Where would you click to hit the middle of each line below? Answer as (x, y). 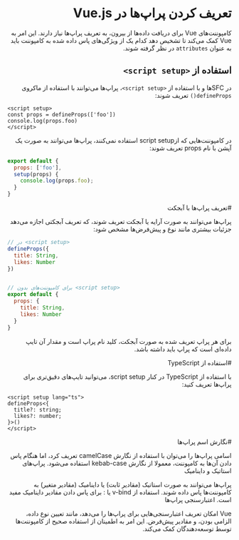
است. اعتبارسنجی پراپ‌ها (198, 499)
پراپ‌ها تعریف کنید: (207, 384)
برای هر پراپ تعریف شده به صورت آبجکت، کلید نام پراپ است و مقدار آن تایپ (129, 341)
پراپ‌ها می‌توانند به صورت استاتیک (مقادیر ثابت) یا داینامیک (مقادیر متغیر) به (133, 484)
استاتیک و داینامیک (208, 470)
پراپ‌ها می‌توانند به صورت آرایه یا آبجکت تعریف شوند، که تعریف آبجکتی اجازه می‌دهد (121, 221)
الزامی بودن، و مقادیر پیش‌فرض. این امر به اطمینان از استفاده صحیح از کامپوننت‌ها (123, 521)
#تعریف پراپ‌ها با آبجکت (199, 208)
